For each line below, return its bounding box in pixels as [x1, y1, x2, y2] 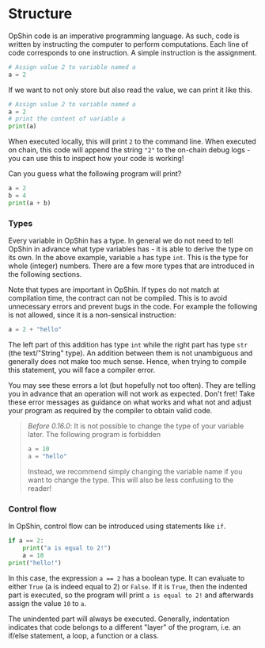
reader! [27, 483, 52, 493]
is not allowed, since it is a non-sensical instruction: [8, 310, 176, 320]
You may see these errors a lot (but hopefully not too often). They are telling [8, 380, 256, 389]
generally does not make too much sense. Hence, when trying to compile [8, 356, 247, 366]
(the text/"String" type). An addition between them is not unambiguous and [8, 348, 253, 358]
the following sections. [8, 270, 82, 279]
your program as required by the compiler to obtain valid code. [8, 405, 213, 415]
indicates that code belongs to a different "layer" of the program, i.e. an [8, 622, 241, 631]
